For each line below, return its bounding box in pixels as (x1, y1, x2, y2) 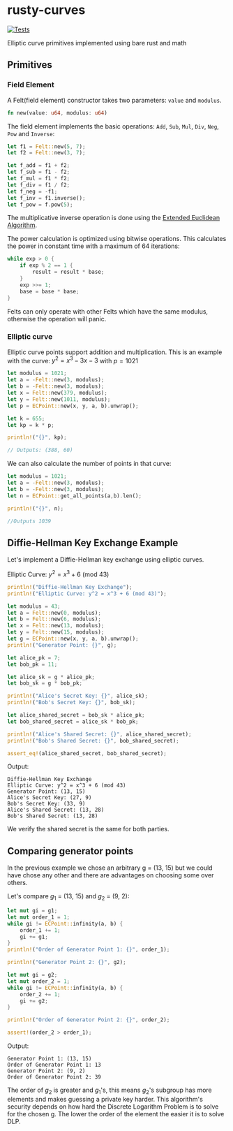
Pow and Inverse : (7, 129, 55, 138)
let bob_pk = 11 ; (7, 661, 58, 668)
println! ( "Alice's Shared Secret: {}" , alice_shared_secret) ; (7, 731, 192, 738)
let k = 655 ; (7, 415, 45, 422)
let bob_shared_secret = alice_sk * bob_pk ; (7, 718, 139, 725)
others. (7, 879, 28, 887)
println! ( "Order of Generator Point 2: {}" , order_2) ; (7, 1016, 170, 1023)
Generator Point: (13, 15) (7, 788, 86, 795)
